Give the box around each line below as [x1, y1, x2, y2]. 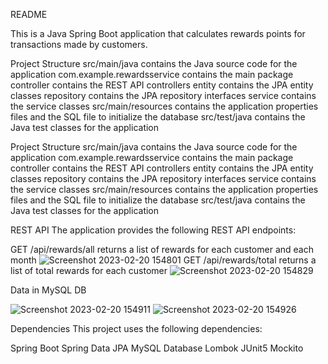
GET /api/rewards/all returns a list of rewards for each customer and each [10, 244, 314, 255]
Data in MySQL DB [10, 284, 87, 296]
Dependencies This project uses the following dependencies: [10, 323, 263, 334]
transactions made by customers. [10, 39, 148, 50]
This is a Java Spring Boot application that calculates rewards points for [10, 28, 306, 39]
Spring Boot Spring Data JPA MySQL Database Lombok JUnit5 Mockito [10, 342, 304, 354]
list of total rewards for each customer [10, 265, 168, 276]
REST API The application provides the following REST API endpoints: [10, 224, 297, 236]
